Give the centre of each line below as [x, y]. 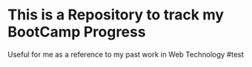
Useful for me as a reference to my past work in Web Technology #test [126, 54]
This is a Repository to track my [116, 15]
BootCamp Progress [77, 32]
